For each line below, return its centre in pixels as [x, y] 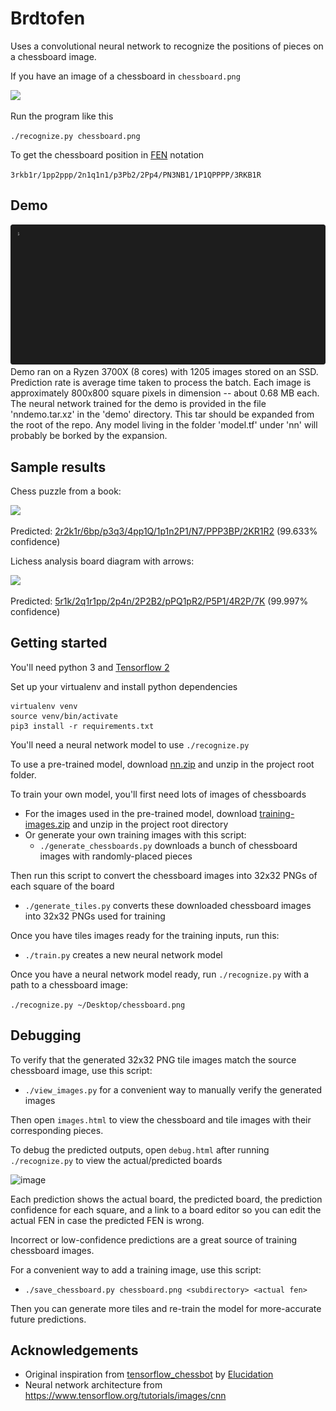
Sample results [58, 467]
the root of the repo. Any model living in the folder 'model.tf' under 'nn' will [164, 425]
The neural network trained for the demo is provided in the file [138, 404]
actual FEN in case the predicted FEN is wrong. [107, 1220]
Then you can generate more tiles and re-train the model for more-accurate [166, 1308]
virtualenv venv [44, 706]
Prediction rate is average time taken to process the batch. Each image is [161, 383]
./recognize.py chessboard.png [75, 136]
